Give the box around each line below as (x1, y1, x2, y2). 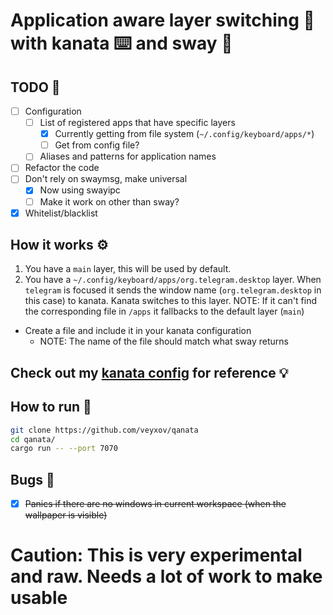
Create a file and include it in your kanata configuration (24, 325, 252, 337)
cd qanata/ (10, 434, 56, 444)
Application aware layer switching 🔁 (10, 9, 315, 32)
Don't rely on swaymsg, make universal (24, 173, 188, 185)
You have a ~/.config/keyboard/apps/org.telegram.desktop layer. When (24, 274, 322, 286)
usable (10, 587, 68, 609)
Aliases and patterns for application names (39, 150, 217, 163)
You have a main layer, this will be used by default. (24, 263, 232, 275)
